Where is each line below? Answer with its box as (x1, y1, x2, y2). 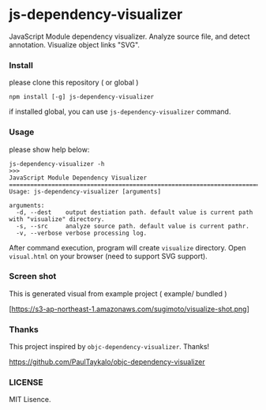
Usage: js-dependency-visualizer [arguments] (9, 187, 161, 195)
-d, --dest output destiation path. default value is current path (16, 208, 253, 216)
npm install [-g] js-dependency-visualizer (9, 93, 155, 101)
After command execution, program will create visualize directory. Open (9, 243, 247, 252)
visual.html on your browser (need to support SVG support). (9, 251, 208, 261)
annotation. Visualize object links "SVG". (9, 39, 140, 49)
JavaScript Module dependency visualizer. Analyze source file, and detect (9, 32, 251, 41)
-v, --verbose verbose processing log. (16, 229, 148, 237)
